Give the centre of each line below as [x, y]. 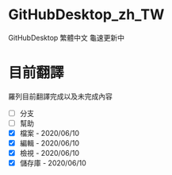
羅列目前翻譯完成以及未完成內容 [60, 96]
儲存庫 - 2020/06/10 [53, 163]
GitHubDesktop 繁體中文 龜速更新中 [67, 37]
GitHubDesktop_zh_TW [86, 15]
